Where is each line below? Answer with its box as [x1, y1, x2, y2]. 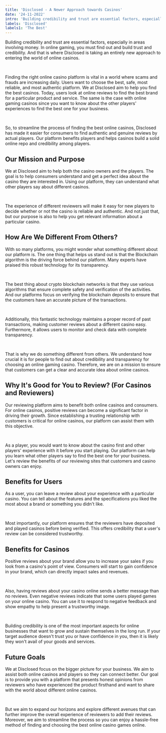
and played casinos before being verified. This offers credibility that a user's [5, 525, 161, 532]
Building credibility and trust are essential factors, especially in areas [5, 39, 145, 45]
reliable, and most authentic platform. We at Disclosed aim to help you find [5, 85, 157, 91]
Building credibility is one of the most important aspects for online [5, 623, 139, 629]
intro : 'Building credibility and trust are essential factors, [5, 16, 140, 21]
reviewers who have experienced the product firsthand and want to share [5, 682, 155, 687]
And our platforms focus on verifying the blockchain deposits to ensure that [5, 291, 159, 297]
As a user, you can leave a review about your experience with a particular [5, 491, 155, 497]
